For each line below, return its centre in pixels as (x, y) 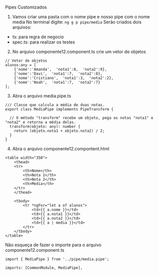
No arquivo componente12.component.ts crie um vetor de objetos (79, 52)
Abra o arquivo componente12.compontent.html (61, 149)
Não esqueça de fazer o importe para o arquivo (53, 245)
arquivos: (22, 27)
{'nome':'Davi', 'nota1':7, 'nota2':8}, (58, 74)
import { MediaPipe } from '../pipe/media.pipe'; (57, 259)
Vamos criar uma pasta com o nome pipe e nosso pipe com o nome (81, 17)
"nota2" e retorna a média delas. (41, 122)
